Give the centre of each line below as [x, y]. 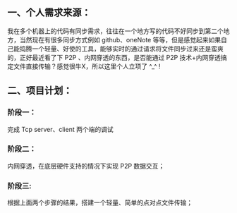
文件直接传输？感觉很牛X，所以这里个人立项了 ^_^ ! [87, 66]
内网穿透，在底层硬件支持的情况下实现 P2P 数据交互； [86, 166]
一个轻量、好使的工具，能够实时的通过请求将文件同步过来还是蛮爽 [127, 49]
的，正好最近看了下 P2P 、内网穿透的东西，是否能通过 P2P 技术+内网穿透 [114, 57]
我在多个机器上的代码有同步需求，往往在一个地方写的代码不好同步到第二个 [115, 31]
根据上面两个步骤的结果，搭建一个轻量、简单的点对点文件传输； [100, 202]
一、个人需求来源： [49, 13]
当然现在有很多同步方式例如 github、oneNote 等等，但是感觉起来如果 [120, 39]
